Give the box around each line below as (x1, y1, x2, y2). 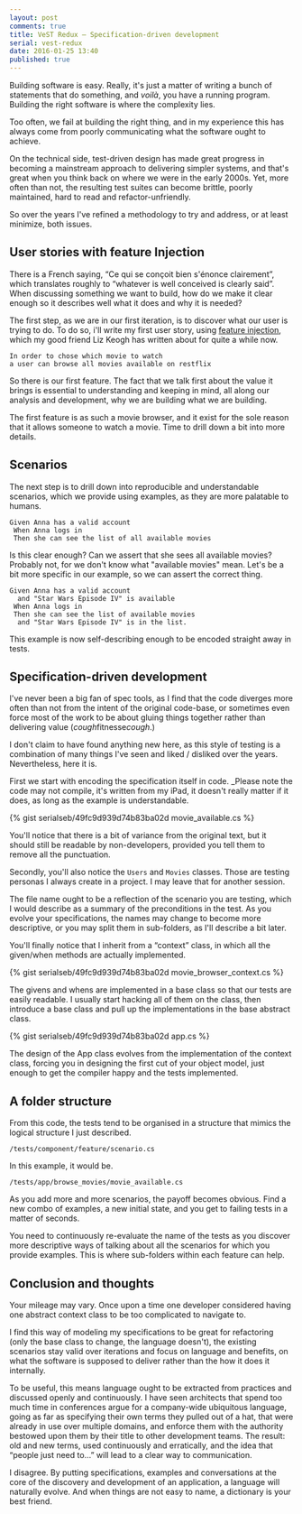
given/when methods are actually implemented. (9, 949, 187, 961)
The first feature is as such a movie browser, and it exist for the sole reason (9, 411, 289, 422)
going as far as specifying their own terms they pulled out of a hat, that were (9, 1411, 294, 1422)
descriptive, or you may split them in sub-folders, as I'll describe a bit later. (9, 922, 287, 934)
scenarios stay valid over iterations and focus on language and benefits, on (9, 1346, 288, 1357)
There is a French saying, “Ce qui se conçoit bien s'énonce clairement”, (9, 268, 275, 280)
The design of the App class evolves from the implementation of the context (9, 1048, 292, 1059)
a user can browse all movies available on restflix (9, 359, 212, 368)
